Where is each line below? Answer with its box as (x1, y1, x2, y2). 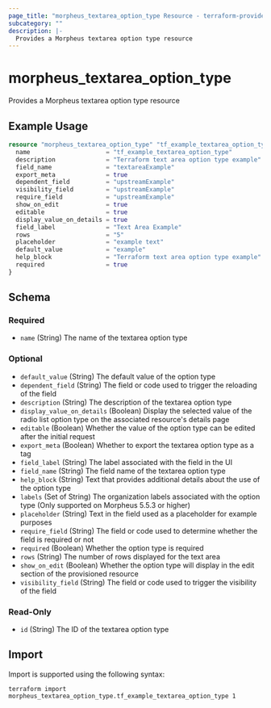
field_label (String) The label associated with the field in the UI (19, 457, 232, 467)
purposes (19, 517, 52, 527)
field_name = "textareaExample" (15, 163, 175, 171)
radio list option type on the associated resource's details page (19, 414, 230, 424)
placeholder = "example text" (15, 238, 164, 246)
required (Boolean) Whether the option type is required (19, 543, 204, 553)
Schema (8, 291, 51, 304)
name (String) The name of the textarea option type (19, 333, 188, 343)
